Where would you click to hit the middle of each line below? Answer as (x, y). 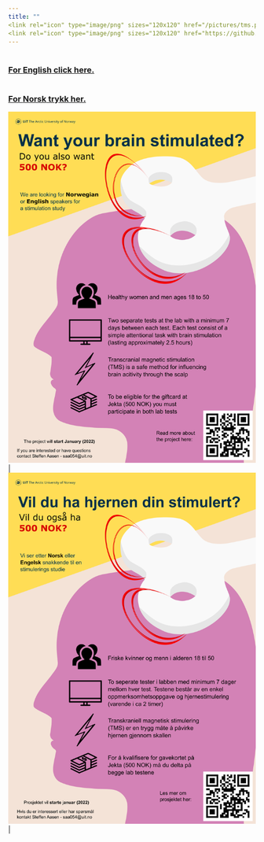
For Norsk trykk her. (47, 98)
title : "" (24, 17)
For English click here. (51, 69)
